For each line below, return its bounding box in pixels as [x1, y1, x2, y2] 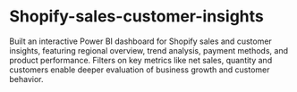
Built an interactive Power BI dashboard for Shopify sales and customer [9, 36, 273, 46]
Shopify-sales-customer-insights [9, 6, 264, 27]
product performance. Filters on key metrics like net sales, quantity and [9, 54, 273, 65]
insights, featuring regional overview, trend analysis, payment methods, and [9, 45, 289, 55]
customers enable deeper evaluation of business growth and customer [9, 64, 270, 75]
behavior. [9, 73, 44, 84]
